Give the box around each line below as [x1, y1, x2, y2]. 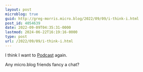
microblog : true [5, 12, 38, 17]
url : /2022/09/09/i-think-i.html [5, 39, 73, 44]
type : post [5, 35, 27, 39]
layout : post [5, 7, 32, 12]
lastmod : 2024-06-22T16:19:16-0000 [5, 30, 78, 35]
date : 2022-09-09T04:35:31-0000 [5, 25, 71, 30]
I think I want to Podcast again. [5, 52, 68, 58]
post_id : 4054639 [5, 20, 41, 26]
